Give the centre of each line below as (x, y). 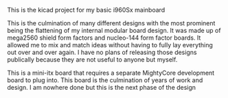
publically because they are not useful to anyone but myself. (92, 60)
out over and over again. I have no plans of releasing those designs (102, 52)
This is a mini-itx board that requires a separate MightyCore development (111, 73)
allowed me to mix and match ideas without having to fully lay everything (110, 45)
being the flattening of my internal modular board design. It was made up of (114, 30)
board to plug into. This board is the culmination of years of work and (105, 80)
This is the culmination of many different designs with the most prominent (111, 23)
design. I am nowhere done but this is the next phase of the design (102, 87)
